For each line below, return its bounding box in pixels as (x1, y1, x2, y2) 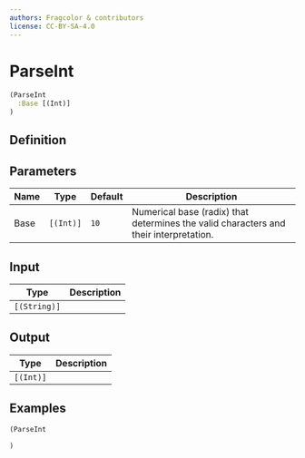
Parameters (9, 163, 77, 179)
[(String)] (14, 301, 61, 312)
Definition (9, 132, 66, 148)
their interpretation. (131, 229, 214, 241)
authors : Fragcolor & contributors (9, 13, 144, 23)
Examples (9, 401, 66, 416)
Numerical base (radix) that (131, 206, 250, 219)
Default (90, 190, 123, 203)
